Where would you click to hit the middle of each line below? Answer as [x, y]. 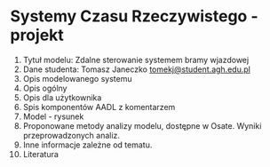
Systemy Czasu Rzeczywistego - [134, 16]
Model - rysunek [53, 116]
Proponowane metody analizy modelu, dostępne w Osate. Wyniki [142, 125]
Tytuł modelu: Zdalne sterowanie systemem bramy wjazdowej [136, 60]
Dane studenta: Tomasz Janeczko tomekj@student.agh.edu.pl [137, 69]
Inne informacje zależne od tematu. [87, 145]
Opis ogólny [45, 88]
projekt [37, 35]
